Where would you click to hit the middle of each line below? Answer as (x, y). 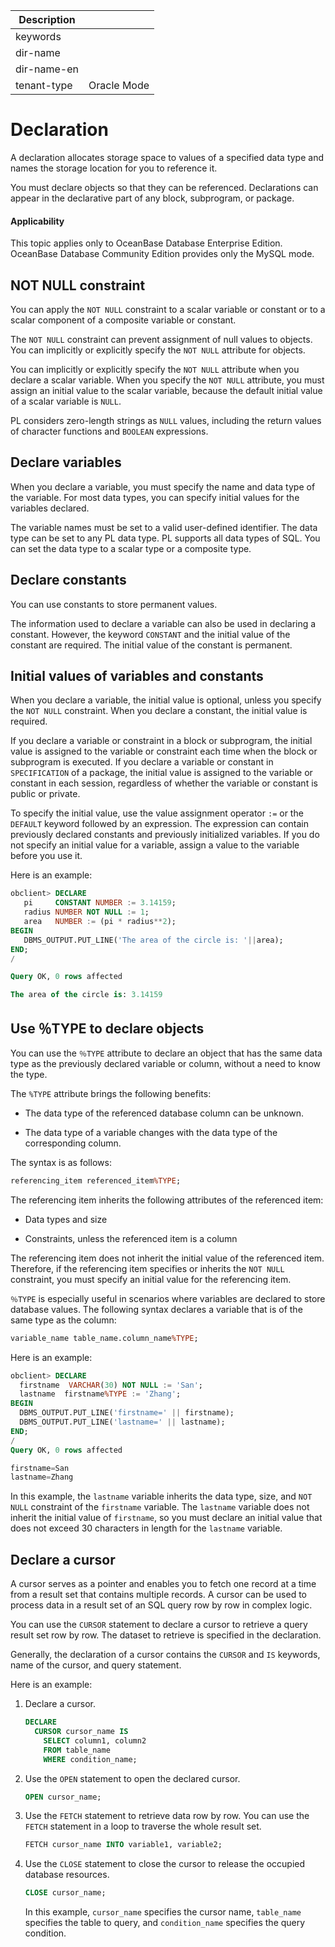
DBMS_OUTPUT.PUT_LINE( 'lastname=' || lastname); (122, 1422)
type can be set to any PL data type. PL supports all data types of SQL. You (165, 538)
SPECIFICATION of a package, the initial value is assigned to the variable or (161, 773)
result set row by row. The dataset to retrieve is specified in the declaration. (166, 1635)
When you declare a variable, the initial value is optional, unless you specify (166, 700)
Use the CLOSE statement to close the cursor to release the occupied (165, 1864)
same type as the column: (63, 1320)
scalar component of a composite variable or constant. (123, 320)
